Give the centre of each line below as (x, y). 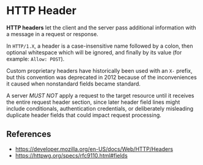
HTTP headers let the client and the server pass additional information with (102, 28)
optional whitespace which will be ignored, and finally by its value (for (94, 52)
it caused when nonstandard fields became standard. (73, 84)
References (29, 134)
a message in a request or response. (53, 34)
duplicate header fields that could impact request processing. (84, 115)
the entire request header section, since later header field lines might (93, 102)
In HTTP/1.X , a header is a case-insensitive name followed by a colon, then (100, 46)
